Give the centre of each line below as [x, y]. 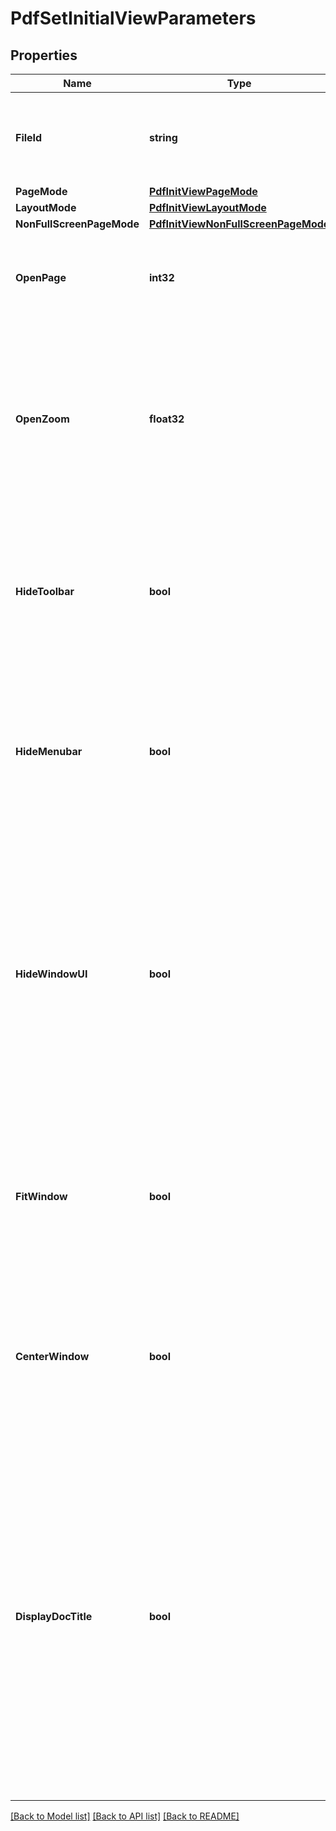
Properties [44, 55]
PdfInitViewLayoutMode [207, 207]
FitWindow [41, 1196]
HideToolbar [45, 591]
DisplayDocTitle [54, 1616]
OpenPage [41, 277]
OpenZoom [42, 419]
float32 [166, 419]
